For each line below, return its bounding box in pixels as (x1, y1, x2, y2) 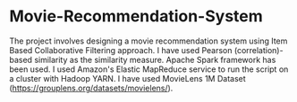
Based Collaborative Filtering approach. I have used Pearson (9, 44, 233, 55)
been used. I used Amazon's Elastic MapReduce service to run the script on (9, 64, 289, 75)
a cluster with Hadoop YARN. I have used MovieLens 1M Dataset (9, 73, 246, 83)
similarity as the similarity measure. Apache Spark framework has (34, 54, 276, 65)
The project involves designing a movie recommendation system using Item (9, 35, 288, 46)
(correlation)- (233, 44, 284, 55)
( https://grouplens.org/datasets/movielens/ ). (9, 82, 174, 93)
